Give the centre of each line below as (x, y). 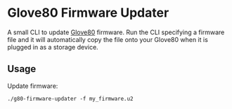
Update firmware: (33, 86)
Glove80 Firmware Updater (88, 13)
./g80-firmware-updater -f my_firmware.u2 (70, 99)
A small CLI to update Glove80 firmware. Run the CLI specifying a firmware (116, 32)
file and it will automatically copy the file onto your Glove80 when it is (108, 39)
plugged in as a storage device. (53, 47)
